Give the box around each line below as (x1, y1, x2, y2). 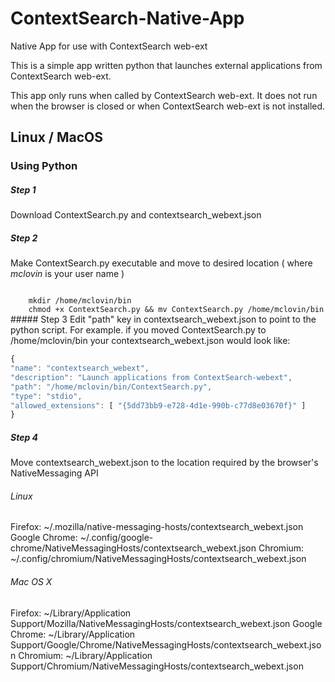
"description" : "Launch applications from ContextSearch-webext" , (10, 372, 293, 382)
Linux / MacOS (10, 129, 104, 146)
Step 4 (10, 431, 39, 443)
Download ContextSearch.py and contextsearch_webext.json (10, 209, 262, 221)
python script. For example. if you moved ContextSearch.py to (10, 324, 267, 336)
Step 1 (10, 183, 37, 196)
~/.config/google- (79, 532, 154, 544)
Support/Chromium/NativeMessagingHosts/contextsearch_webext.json (10, 660, 304, 672)
